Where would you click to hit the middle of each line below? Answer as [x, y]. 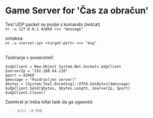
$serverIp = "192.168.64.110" [37, 71]
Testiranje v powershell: [30, 58]
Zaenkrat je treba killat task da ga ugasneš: [49, 102]
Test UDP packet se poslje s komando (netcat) [53, 24]
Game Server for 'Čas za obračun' [77, 11]
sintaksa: [14, 38]
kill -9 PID [30, 111]
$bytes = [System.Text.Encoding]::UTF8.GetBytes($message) [68, 84]
